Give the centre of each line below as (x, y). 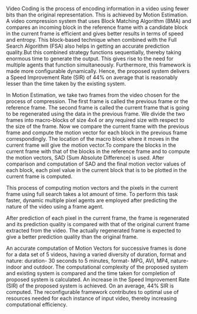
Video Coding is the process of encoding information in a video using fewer (98, 9)
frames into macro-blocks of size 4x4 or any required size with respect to (95, 120)
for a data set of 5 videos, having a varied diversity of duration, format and (96, 254)
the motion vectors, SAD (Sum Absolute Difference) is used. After (85, 158)
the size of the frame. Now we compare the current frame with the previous (98, 126)
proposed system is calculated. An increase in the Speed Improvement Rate (98, 280)
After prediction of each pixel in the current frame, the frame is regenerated (98, 218)
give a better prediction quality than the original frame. (72, 237)
